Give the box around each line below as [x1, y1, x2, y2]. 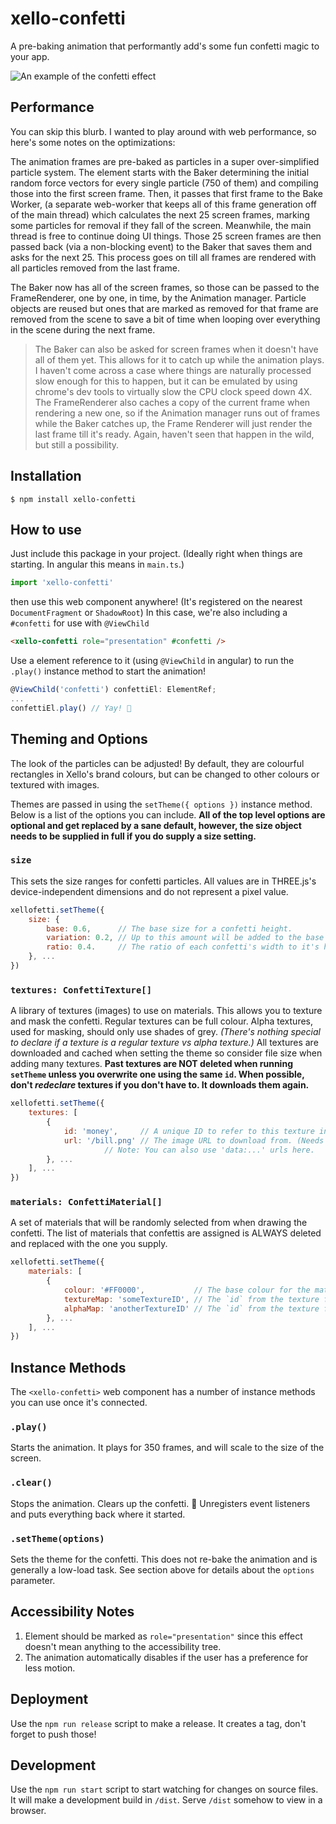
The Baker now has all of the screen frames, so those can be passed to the [10, 281, 320, 293]
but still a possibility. [34, 438, 120, 451]
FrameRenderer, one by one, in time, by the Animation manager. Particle [10, 292, 307, 304]
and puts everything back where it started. [10, 1508, 186, 1520]
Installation [10, 468, 82, 485]
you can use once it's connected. [10, 1397, 148, 1409]
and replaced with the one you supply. [10, 1238, 168, 1250]
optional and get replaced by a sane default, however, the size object [10, 819, 302, 831]
